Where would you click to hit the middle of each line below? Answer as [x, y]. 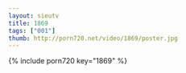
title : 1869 [28, 23]
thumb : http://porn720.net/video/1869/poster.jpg [93, 38]
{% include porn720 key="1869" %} [68, 61]
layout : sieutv [34, 16]
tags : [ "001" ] [32, 30]
